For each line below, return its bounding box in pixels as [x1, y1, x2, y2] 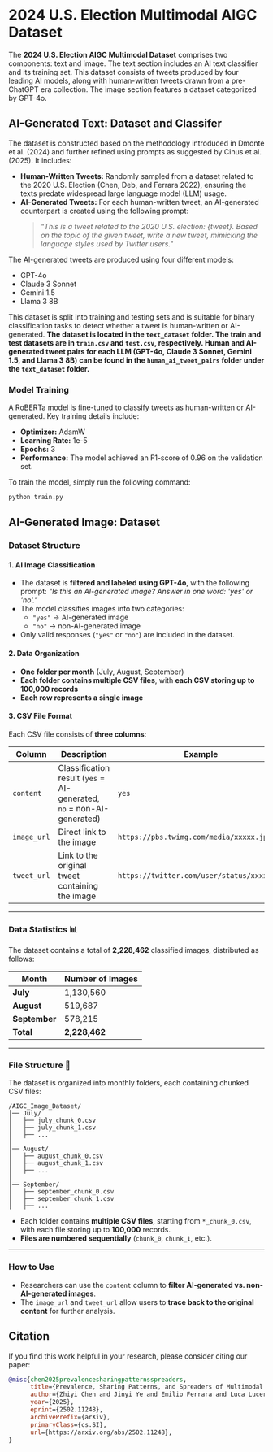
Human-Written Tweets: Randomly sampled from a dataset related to [19, 171, 254, 180]
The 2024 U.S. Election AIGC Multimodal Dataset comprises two [8, 50, 228, 59]
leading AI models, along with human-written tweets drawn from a [8, 76, 230, 85]
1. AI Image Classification [8, 559, 96, 570]
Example [184, 748, 219, 759]
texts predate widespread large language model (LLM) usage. [19, 189, 227, 198]
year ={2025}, [29, 1398, 75, 1406]
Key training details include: [46, 411, 140, 421]
